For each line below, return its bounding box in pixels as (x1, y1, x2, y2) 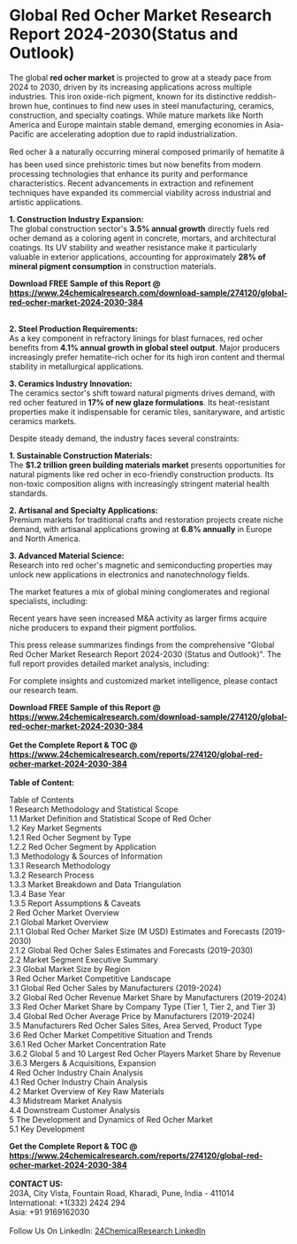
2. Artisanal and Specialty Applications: (9, 505, 159, 515)
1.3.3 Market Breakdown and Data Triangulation (9, 878, 182, 890)
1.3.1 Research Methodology (9, 860, 111, 870)
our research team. (9, 684, 79, 695)
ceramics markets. (9, 415, 77, 426)
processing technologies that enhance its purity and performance (9, 168, 248, 179)
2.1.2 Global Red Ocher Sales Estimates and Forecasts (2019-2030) (9, 945, 254, 955)
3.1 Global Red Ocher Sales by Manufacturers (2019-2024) (9, 982, 222, 993)
